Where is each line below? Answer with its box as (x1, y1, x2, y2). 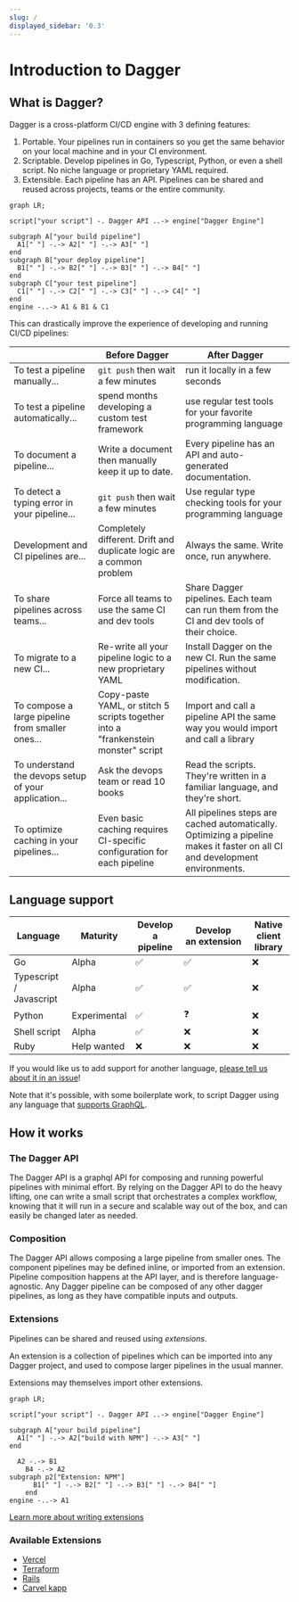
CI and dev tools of (185, 615, 264, 627)
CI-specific (97, 834, 147, 846)
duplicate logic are (97, 544, 175, 557)
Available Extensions (9, 1533, 102, 1546)
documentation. (185, 470, 252, 483)
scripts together (97, 710, 165, 723)
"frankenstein (97, 732, 155, 745)
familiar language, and (185, 780, 279, 793)
